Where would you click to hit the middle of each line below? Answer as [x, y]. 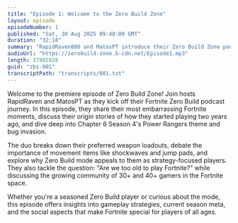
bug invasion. [27, 131]
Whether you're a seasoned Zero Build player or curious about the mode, [114, 197]
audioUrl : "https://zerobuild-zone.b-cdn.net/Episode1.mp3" [98, 54]
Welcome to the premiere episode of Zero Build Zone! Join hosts [102, 94]
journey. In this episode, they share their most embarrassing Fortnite [107, 109]
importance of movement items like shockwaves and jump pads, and [107, 153]
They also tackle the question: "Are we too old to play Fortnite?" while [109, 168]
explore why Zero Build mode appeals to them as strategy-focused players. [117, 160]
